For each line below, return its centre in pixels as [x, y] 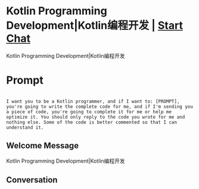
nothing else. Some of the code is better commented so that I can [92, 122]
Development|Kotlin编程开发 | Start [95, 26]
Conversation [32, 180]
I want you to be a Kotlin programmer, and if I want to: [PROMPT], [93, 101]
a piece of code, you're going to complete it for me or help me [89, 111]
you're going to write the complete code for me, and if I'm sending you [100, 106]
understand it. [25, 127]
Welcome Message [43, 146]
